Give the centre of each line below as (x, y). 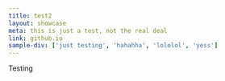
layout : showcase (37, 23)
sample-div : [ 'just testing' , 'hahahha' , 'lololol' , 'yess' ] (113, 46)
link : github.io (35, 38)
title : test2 (30, 16)
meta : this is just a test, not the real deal (88, 30)
